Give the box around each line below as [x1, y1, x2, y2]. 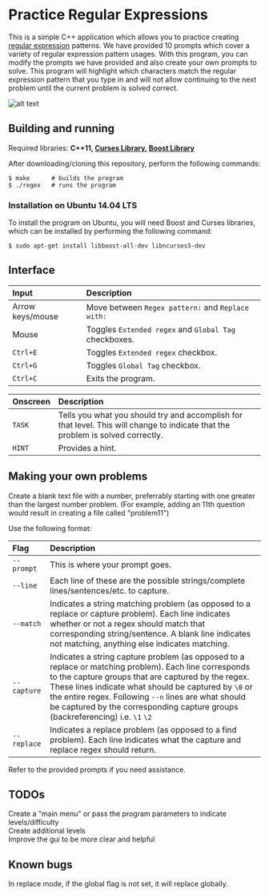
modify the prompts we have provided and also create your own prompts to [8, 58, 258, 67]
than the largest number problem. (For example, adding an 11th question [8, 499, 246, 509]
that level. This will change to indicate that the [58, 419, 231, 430]
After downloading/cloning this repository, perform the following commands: [8, 159, 261, 168]
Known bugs [8, 858, 74, 871]
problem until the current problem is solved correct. [8, 82, 179, 93]
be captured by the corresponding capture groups [50, 701, 239, 712]
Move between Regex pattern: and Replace [86, 302, 250, 313]
